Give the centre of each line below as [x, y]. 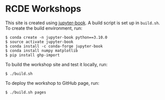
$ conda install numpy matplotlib [42, 51]
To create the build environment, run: [44, 28]
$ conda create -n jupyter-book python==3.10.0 [56, 37]
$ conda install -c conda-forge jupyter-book [54, 46]
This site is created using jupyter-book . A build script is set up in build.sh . [83, 23]
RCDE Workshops [43, 9]
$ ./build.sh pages [26, 92]
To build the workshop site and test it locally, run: [56, 64]
